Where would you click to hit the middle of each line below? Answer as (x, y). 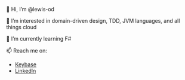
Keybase (26, 64)
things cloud (21, 27)
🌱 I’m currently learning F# (39, 39)
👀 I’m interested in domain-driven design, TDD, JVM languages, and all (93, 21)
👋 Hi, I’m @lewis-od (30, 9)
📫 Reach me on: (27, 50)
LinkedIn (25, 71)
